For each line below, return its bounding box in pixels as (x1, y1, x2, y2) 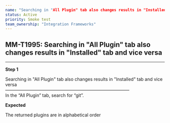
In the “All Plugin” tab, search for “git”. (5, 92, 84, 99)
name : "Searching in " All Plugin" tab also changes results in (5, 7, 142, 13)
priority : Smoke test (5, 17, 51, 22)
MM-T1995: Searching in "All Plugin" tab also (5, 40, 151, 49)
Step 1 (5, 66, 19, 72)
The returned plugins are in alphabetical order (5, 112, 101, 118)
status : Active (5, 12, 37, 17)
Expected (5, 102, 26, 108)
